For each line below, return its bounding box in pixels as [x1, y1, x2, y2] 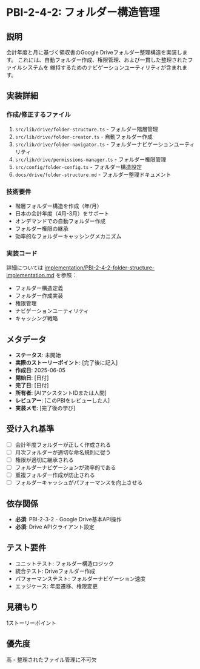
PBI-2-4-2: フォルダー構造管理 [6, 5, 160, 19]
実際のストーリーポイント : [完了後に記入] [15, 359, 118, 366]
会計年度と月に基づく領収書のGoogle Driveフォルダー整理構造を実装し [6, 49, 182, 56]
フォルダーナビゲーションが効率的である [15, 464, 116, 471]
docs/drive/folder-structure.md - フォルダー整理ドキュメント [15, 171, 172, 178]
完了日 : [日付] [15, 382, 49, 389]
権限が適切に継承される [15, 456, 74, 464]
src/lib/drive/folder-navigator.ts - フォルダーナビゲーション [15, 140, 175, 148]
